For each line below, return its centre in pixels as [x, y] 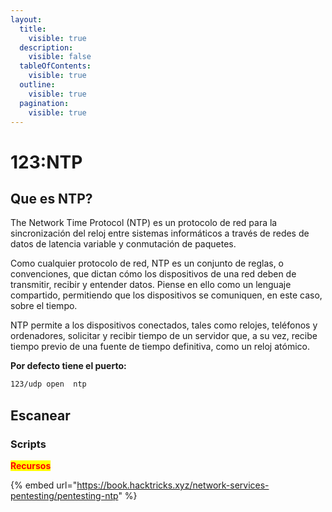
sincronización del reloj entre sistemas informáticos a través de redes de [160, 233]
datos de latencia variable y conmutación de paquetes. [123, 244]
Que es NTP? [51, 198]
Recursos [31, 465]
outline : [37, 85]
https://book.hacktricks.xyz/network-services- [173, 485]
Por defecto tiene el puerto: [68, 366]
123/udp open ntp [48, 384]
